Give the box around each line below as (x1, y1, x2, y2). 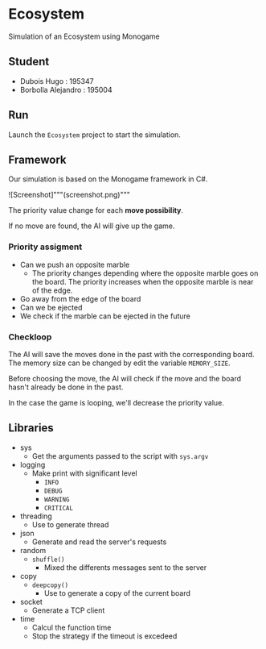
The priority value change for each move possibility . (8, 206, 183, 215)
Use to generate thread (31, 519, 109, 529)
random (19, 545, 47, 555)
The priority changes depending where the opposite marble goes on (31, 268, 259, 278)
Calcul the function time (31, 622, 112, 632)
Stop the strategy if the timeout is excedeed (31, 630, 178, 641)
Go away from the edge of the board (19, 293, 141, 303)
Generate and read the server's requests (31, 537, 167, 547)
